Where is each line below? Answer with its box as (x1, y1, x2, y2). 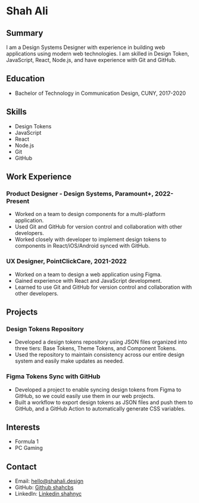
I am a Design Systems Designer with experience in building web (6, 44, 166, 51)
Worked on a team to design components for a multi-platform (14, 211, 166, 218)
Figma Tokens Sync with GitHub (6, 372, 101, 381)
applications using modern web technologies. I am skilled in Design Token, (6, 50, 189, 57)
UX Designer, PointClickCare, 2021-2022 (6, 257, 127, 266)
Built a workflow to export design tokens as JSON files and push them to (14, 399, 193, 406)
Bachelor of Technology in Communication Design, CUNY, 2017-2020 (14, 90, 186, 97)
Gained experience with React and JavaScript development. (14, 277, 162, 284)
